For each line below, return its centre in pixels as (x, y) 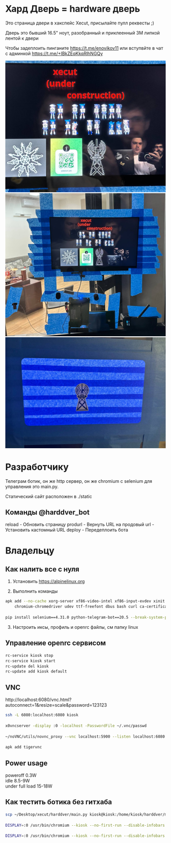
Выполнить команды (35, 591)
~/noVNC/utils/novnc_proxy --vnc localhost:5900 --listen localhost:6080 (85, 736)
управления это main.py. (32, 486)
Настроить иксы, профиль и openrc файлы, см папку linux (75, 627)
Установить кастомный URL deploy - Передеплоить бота (67, 530)
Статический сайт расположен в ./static (49, 496)
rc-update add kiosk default (36, 672)
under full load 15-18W (29, 786)
